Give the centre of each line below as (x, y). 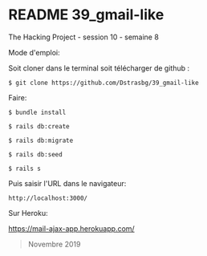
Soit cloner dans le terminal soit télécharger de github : (99, 68)
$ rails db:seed (35, 154)
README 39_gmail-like (86, 15)
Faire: (18, 97)
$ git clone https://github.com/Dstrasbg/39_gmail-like (103, 83)
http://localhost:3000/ (48, 198)
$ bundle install (37, 112)
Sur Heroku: (28, 213)
